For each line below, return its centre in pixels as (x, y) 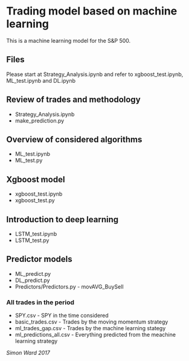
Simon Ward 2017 (28, 353)
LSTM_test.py (32, 240)
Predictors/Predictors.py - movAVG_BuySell (69, 286)
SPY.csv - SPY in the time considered (62, 316)
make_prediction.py (40, 120)
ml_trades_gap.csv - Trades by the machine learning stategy (90, 328)
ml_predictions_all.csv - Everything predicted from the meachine (95, 335)
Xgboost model (36, 179)
